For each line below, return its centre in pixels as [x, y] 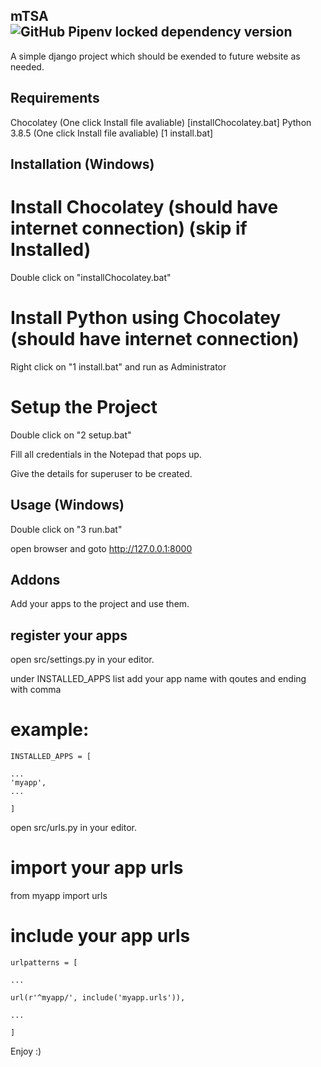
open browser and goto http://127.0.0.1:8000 [101, 548]
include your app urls [100, 936]
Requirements [55, 98]
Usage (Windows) [67, 505]
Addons [35, 580]
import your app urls [97, 868]
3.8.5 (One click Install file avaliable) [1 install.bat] [112, 133]
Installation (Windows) [82, 164]
